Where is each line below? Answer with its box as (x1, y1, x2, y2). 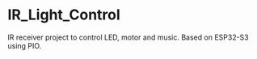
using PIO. (7, 40, 42, 50)
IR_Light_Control (7, 6, 120, 24)
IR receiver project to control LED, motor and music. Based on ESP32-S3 (7, 32, 249, 42)
